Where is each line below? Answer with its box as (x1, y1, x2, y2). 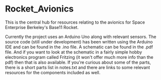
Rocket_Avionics (5, 3, 74, 14)
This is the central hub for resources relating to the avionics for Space (5, 19, 145, 25)
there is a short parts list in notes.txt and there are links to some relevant (5, 64, 150, 70)
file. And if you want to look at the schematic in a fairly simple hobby (5, 49, 143, 55)
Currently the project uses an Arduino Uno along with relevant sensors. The (5, 34, 157, 40)
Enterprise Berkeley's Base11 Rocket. (5, 24, 79, 30)
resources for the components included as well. (5, 69, 101, 75)
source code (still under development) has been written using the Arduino (5, 39, 153, 44)
